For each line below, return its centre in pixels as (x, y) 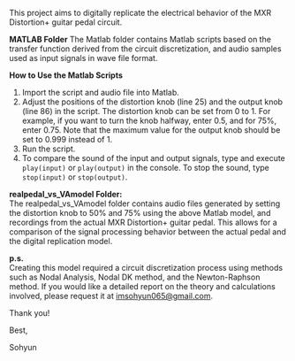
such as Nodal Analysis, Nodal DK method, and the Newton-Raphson (135, 277)
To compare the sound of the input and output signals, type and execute (153, 158)
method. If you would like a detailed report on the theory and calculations (142, 286)
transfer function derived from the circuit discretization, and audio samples (145, 49)
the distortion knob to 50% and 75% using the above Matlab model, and (140, 213)
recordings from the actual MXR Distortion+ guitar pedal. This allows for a (143, 222)
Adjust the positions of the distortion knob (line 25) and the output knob (152, 102)
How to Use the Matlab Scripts (66, 75)
